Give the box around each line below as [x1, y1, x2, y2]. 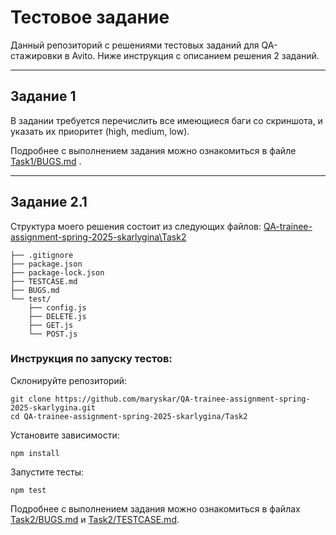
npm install [10, 448, 60, 458]
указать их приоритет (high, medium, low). [10, 125, 190, 137]
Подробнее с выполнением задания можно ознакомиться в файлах [10, 502, 301, 515]
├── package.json [10, 259, 83, 269]
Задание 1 [10, 88, 77, 105]
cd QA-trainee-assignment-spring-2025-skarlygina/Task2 [10, 411, 248, 421]
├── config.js [28, 302, 87, 313]
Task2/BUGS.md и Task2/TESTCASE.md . [10, 513, 180, 525]
